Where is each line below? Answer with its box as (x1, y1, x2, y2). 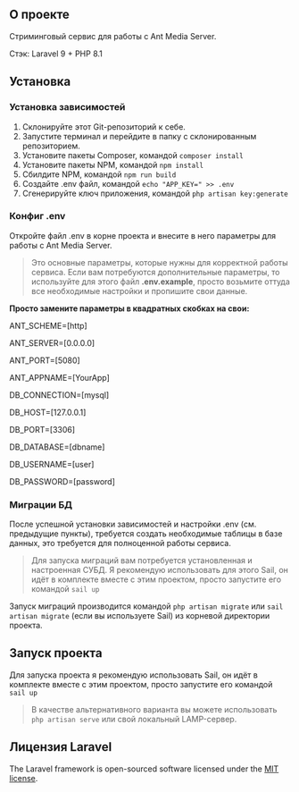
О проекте (9, 7, 70, 22)
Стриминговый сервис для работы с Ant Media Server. (9, 30, 217, 41)
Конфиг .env (9, 210, 66, 223)
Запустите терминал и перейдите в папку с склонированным (21, 131, 257, 141)
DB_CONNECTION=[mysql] (9, 389, 110, 400)
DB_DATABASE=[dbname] (9, 442, 105, 452)
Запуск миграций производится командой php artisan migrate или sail (9, 601, 284, 611)
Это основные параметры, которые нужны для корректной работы (30, 257, 288, 267)
